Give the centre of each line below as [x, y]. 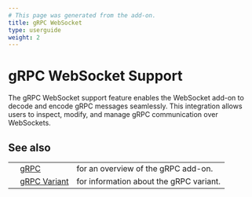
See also [29, 147]
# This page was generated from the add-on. [82, 15]
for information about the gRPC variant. [149, 181]
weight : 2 [24, 37]
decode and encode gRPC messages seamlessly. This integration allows [125, 106]
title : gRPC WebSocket [45, 23]
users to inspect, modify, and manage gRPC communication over [113, 115]
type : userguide [35, 30]
